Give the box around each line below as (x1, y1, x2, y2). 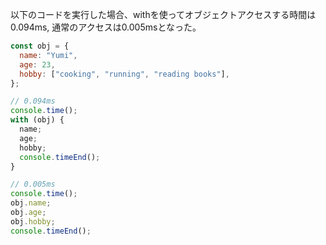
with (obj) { (10, 115, 65, 125)
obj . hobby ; (10, 216, 56, 227)
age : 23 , (19, 59, 56, 70)
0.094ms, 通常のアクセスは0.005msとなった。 (10, 21, 202, 33)
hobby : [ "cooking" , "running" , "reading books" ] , (19, 69, 230, 79)
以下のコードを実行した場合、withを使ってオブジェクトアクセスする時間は (10, 9, 317, 20)
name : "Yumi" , (19, 50, 78, 60)
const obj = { (10, 41, 70, 51)
